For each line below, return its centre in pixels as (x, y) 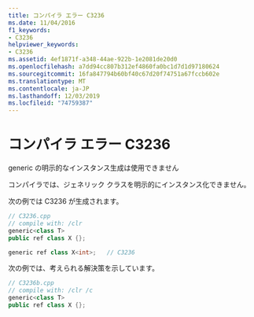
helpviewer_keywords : (44, 45)
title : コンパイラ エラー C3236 (56, 15)
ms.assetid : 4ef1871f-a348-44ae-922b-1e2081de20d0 (93, 60)
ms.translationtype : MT (47, 81)
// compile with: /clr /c (50, 291)
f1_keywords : (29, 30)
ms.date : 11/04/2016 (42, 23)
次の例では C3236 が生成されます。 (66, 201)
